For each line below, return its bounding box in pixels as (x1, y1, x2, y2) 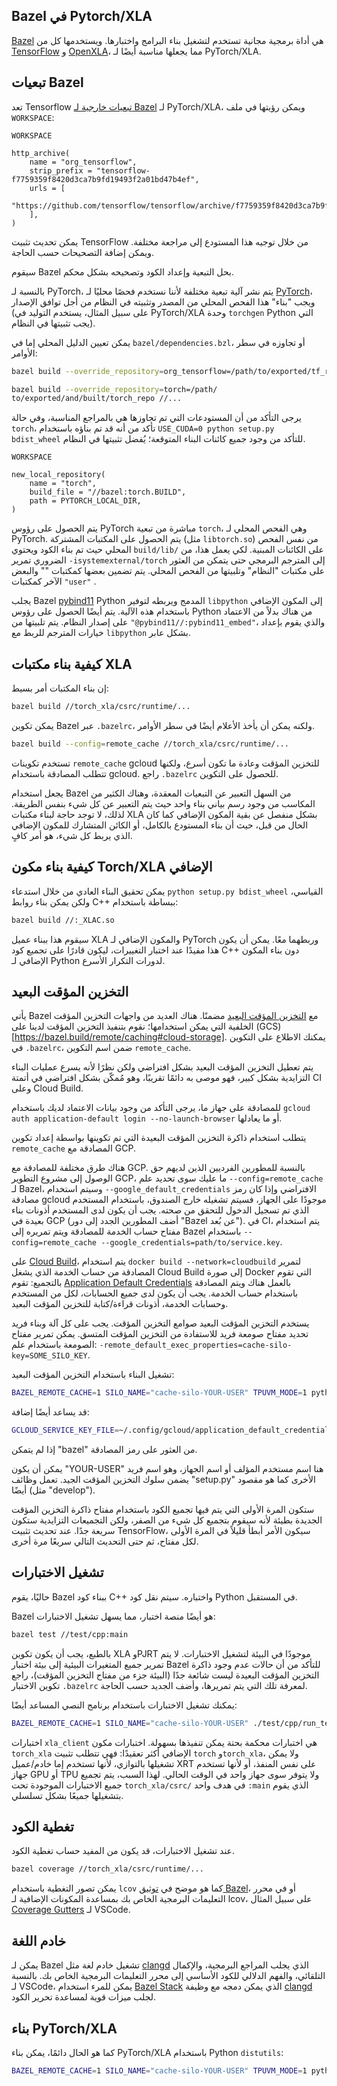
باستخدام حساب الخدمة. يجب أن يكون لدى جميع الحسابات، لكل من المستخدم (11, 1287, 299, 1299)
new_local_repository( (11, 470, 106, 480)
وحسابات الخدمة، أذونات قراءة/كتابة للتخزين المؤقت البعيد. (11, 1298, 229, 1310)
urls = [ (29, 183, 66, 193)
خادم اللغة (11, 1932, 67, 1949)
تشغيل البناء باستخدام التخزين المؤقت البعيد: (11, 1369, 175, 1381)
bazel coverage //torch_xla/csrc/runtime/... (11, 1864, 204, 1874)
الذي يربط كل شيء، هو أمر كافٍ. (11, 829, 133, 841)
